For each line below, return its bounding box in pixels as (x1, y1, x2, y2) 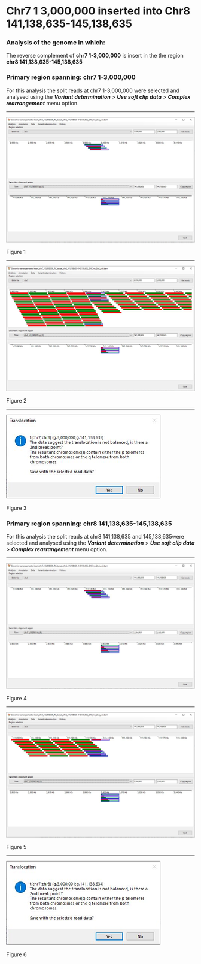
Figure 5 (6, 843, 27, 850)
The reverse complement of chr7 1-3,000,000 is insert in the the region (6, 52, 184, 59)
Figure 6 (6, 951, 27, 958)
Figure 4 (6, 694, 27, 702)
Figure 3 (6, 504, 27, 512)
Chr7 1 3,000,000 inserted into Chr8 (6, 4, 190, 18)
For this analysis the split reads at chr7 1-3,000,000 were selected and (6, 87, 180, 94)
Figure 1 (6, 248, 26, 255)
